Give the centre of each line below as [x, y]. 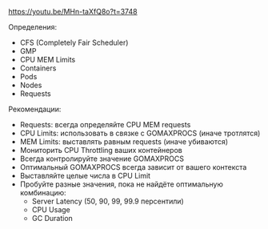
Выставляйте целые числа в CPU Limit [85, 176]
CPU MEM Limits [48, 60]
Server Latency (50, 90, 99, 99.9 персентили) [108, 201]
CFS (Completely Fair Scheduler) [74, 42]
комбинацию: [43, 193]
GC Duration [52, 218]
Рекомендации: [35, 109]
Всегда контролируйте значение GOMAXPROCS [102, 159]
